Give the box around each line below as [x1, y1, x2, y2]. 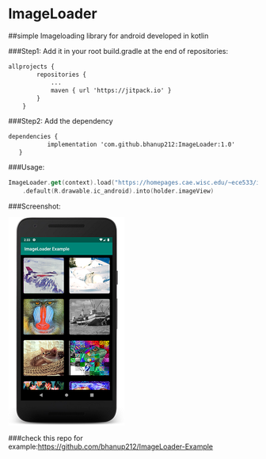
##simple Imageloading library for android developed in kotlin [8, 31, 209, 40]
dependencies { [8, 132, 59, 140]
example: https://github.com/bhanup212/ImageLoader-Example [8, 442, 214, 451]
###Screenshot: [8, 201, 61, 211]
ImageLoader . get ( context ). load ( [8, 178, 115, 186]
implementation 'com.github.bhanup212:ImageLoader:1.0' [47, 140, 236, 148]
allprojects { [8, 63, 55, 71]
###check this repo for [8, 433, 83, 442]
